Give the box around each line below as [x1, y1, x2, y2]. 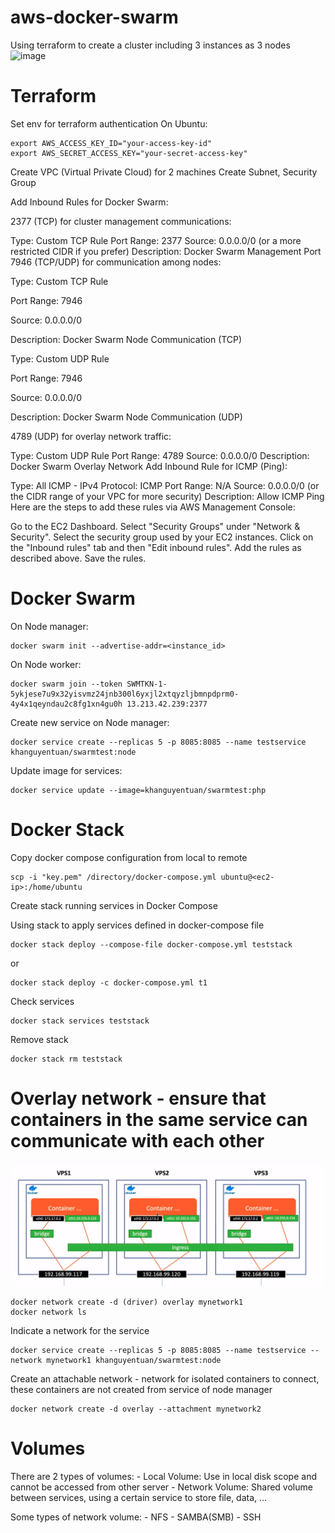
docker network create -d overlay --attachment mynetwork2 [10, 1404, 262, 1415]
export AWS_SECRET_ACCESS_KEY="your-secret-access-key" [10, 148, 248, 158]
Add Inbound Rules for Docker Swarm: [10, 196, 169, 208]
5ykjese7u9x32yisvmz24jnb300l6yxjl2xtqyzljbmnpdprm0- [10, 689, 240, 699]
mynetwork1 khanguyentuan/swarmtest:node [46, 1356, 222, 1366]
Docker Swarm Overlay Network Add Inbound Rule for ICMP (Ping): [10, 460, 288, 472]
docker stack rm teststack [10, 1054, 123, 1064]
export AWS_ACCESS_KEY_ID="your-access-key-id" [10, 138, 213, 148]
